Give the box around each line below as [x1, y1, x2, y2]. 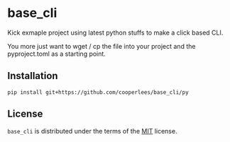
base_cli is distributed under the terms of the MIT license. [7, 126, 177, 135]
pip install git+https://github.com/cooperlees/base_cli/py [7, 88, 190, 96]
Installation [7, 70, 58, 82]
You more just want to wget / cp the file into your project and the [7, 42, 196, 50]
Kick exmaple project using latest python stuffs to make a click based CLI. [7, 28, 224, 37]
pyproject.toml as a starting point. [7, 49, 106, 58]
